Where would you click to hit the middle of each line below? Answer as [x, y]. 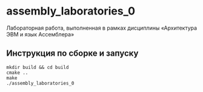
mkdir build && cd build [38, 67]
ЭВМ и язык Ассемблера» [40, 34]
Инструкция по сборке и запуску [72, 54]
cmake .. [17, 73]
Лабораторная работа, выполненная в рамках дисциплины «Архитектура [102, 28]
